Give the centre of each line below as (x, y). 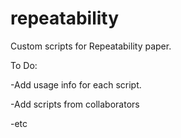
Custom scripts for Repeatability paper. (91, 46)
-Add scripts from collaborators (75, 104)
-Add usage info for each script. (76, 84)
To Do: (24, 65)
